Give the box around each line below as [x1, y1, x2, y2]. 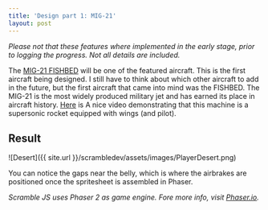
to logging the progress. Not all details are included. [8, 50, 181, 60]
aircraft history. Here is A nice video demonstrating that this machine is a [8, 100, 249, 109]
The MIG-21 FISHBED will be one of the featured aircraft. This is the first [8, 65, 246, 75]
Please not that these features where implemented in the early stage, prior [8, 41, 255, 51]
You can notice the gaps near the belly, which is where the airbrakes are [8, 168, 247, 178]
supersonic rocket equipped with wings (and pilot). [8, 108, 177, 117]
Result [8, 131, 42, 145]
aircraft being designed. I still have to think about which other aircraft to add [8, 74, 259, 84]
